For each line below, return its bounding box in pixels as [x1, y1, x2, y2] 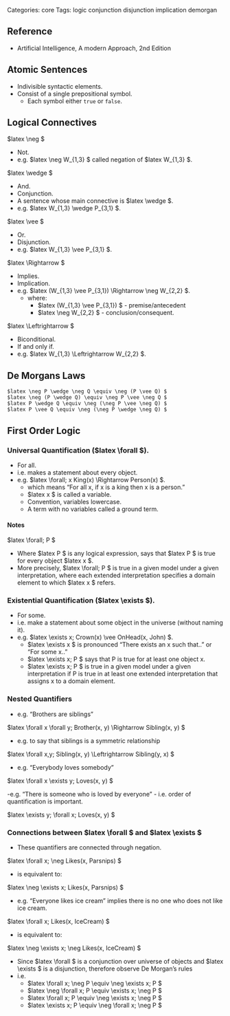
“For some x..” [27, 648, 68, 656]
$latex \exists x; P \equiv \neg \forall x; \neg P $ [27, 1001, 163, 1010]
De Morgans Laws [7, 369, 86, 381]
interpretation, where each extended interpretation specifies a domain [16, 571, 216, 580]
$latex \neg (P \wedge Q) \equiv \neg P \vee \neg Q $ [7, 394, 168, 401]
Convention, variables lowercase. [27, 497, 122, 506]
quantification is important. [7, 797, 84, 806]
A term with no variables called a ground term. [27, 505, 159, 513]
